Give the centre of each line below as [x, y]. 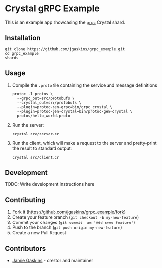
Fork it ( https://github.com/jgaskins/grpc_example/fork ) [69, 212]
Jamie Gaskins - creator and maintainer [53, 260]
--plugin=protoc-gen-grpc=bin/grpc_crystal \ [65, 107]
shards [12, 58]
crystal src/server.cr [36, 134]
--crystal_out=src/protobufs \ [49, 103]
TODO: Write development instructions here [50, 184]
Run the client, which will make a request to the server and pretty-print [84, 143]
